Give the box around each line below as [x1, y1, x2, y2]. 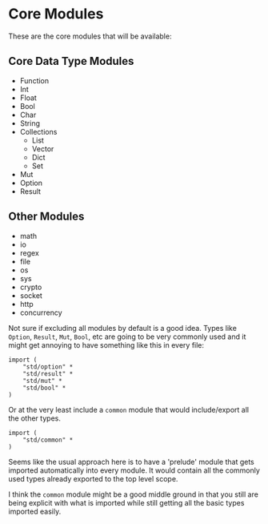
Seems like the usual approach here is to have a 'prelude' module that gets [8, 457, 254, 466]
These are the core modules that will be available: [8, 31, 172, 41]
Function [19, 75, 50, 85]
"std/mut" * [22, 377, 62, 385]
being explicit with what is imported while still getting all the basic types [8, 498, 245, 507]
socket [19, 290, 42, 300]
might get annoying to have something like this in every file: [8, 340, 205, 349]
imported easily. [8, 506, 62, 516]
